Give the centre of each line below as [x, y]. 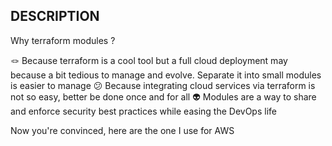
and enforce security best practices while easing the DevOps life [143, 111]
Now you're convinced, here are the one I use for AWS [122, 130]
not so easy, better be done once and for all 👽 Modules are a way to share [163, 96]
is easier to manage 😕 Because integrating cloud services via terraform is [163, 85]
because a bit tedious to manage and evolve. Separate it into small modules [166, 75]
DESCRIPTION [55, 16]
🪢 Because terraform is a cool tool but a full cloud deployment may [149, 60]
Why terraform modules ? [63, 40]
